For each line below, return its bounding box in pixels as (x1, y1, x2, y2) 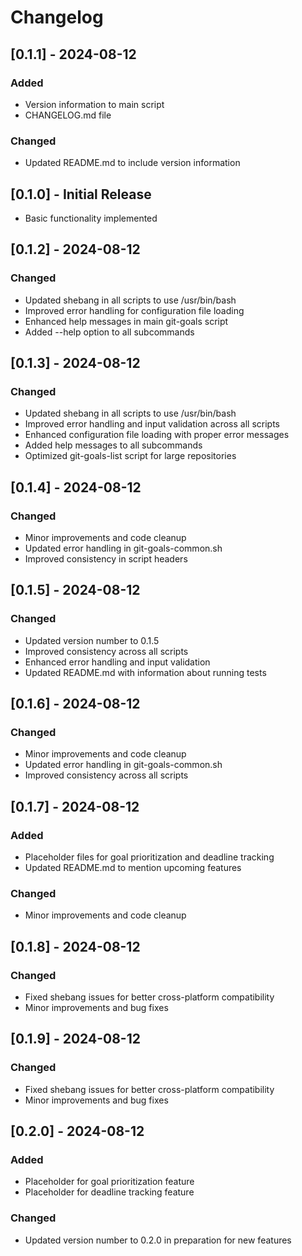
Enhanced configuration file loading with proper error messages (24, 429, 290, 441)
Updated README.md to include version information (24, 157, 241, 169)
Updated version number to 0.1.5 (24, 634, 160, 646)
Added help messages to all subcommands (24, 439, 203, 451)
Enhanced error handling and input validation (24, 656, 211, 668)
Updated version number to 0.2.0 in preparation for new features (24, 1234, 292, 1246)
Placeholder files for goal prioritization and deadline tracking (24, 851, 275, 863)
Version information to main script (24, 98, 165, 110)
